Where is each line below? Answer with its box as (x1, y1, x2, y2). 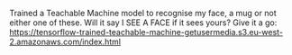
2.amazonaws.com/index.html (9, 36, 122, 47)
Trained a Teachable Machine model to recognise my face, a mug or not (9, 8, 277, 18)
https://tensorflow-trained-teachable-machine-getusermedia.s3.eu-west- (9, 27, 284, 37)
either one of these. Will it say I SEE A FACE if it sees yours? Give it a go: (9, 17, 278, 28)
